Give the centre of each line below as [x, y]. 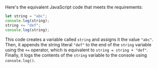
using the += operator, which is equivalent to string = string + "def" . [77, 50]
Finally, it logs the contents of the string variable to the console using [76, 55]
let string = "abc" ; [26, 16]
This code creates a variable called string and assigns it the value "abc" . [79, 39]
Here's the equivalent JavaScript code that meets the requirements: [74, 7]
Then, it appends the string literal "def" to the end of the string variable [78, 44]
